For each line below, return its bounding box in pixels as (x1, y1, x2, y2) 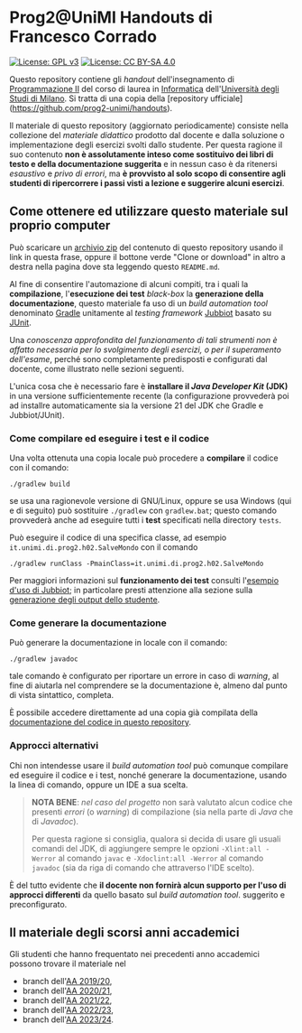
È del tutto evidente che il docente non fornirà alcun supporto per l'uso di (9, 879, 287, 890)
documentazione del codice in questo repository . (9, 717, 192, 728)
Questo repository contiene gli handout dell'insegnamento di (9, 73, 234, 84)
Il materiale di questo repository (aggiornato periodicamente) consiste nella (9, 120, 288, 131)
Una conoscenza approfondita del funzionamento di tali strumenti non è (9, 334, 278, 345)
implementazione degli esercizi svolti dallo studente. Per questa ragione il (9, 139, 283, 150)
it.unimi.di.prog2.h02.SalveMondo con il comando (9, 542, 198, 553)
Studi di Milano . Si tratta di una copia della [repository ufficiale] (9, 93, 243, 104)
